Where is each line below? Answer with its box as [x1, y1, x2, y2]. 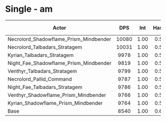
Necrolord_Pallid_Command [7, 75, 72, 82]
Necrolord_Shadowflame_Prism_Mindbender [7, 35, 111, 42]
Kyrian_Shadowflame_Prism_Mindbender [7, 99, 103, 106]
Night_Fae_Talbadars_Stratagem [7, 84, 83, 91]
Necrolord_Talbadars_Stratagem [7, 43, 83, 50]
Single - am [5, 3, 53, 15]
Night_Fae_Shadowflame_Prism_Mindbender [7, 60, 112, 66]
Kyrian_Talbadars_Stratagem [7, 52, 74, 59]
